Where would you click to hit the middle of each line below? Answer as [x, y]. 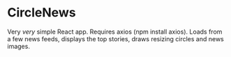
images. [18, 46]
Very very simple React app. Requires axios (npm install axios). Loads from [115, 32]
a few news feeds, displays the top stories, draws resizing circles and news [116, 38]
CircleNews [42, 13]
